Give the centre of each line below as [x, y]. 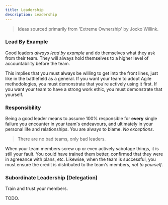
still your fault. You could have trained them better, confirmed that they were [84, 154]
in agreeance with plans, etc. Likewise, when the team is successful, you [80, 159]
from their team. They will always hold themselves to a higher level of [77, 58]
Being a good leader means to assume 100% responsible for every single [81, 119]
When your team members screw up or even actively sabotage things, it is [82, 149]
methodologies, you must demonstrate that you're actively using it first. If [81, 84]
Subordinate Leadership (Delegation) [52, 178]
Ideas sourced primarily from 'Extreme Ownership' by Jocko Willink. [88, 29]
